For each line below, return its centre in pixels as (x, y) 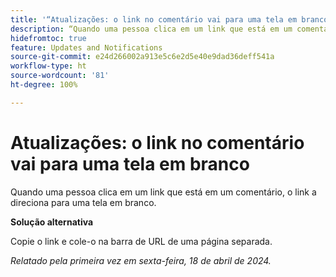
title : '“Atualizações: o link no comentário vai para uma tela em (154, 19)
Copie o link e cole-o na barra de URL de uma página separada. (141, 241)
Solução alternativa (52, 222)
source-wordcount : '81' (60, 76)
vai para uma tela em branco (130, 163)
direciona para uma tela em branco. (83, 202)
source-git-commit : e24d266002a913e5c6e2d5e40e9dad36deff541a (142, 57)
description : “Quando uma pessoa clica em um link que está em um (151, 29)
